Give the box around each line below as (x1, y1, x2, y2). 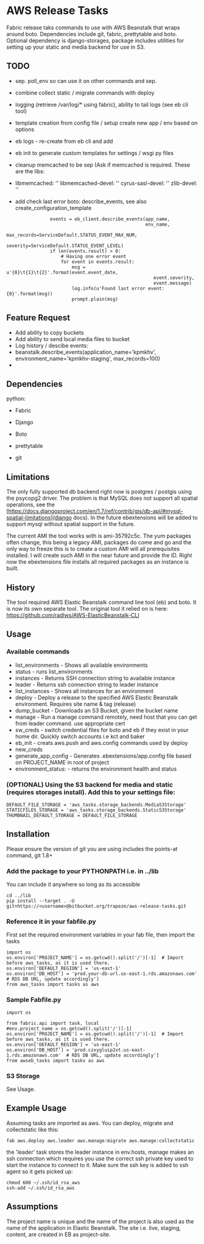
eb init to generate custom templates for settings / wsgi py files (15, 149, 174, 156)
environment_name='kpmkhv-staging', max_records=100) (15, 354, 160, 362)
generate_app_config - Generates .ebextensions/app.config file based (15, 752, 192, 760)
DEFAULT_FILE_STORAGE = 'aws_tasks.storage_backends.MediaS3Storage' (6, 802, 187, 808)
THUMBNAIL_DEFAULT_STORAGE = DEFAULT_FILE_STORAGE (6, 812, 138, 818)
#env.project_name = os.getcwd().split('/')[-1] (6, 1026, 132, 1032)
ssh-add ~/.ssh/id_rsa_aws (6, 1185, 75, 1191)
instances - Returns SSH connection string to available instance (15, 674, 175, 681)
